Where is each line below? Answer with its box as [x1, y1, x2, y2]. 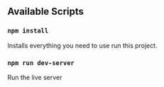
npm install [7, 27, 49, 35]
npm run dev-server [7, 59, 75, 66]
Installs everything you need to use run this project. [7, 41, 158, 50]
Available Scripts [7, 6, 84, 18]
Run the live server [7, 73, 62, 81]
